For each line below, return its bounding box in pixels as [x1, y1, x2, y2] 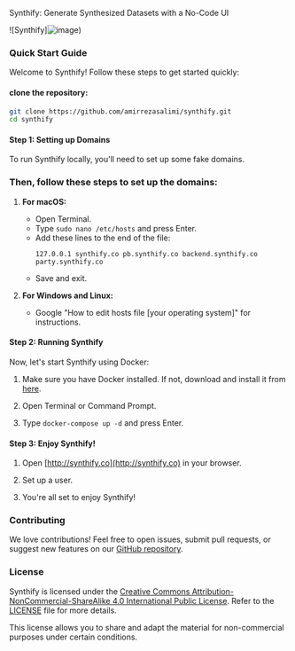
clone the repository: [9, 87, 89, 98]
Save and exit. [35, 272, 88, 283]
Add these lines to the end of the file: [35, 232, 171, 243]
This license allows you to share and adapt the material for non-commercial [9, 622, 285, 632]
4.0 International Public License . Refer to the [112, 595, 275, 606]
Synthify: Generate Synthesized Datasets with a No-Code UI [9, 8, 229, 18]
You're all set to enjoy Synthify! [21, 492, 136, 503]
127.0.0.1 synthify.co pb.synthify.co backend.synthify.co [35, 249, 259, 258]
